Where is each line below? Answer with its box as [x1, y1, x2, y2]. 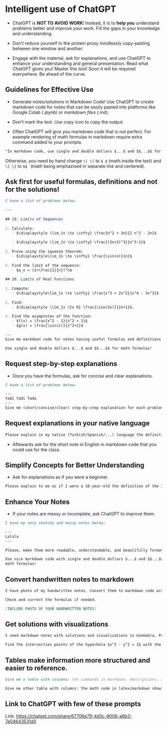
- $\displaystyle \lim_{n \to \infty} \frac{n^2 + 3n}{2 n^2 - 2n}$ [11, 231, 157, 236]
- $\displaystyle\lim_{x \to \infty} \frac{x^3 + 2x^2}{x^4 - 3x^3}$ [11, 291, 159, 296]
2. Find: [5, 300, 23, 305]
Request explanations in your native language [5, 419, 150, 428]
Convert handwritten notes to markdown [5, 575, 134, 584]
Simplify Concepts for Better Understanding [5, 461, 145, 469]
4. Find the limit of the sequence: [5, 263, 81, 268]
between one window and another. [12, 45, 83, 51]
